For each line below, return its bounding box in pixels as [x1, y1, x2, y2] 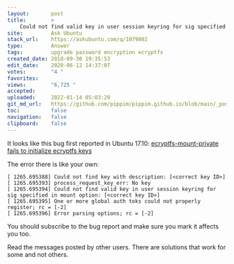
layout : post [7, 10, 64, 17]
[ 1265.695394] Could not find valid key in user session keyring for [7, 185, 217, 192]
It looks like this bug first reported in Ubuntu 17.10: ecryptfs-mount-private [7, 139, 219, 147]
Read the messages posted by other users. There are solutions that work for [7, 242, 226, 251]
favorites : [7, 74, 39, 82]
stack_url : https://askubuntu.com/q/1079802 [7, 36, 148, 43]
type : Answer [7, 42, 70, 49]
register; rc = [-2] [7, 204, 68, 211]
